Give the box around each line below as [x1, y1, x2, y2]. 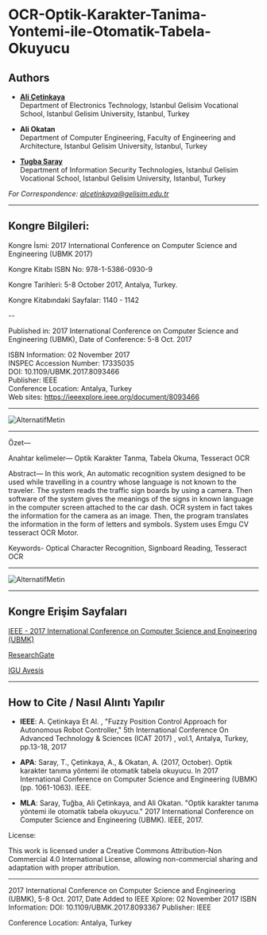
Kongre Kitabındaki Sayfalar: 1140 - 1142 [8, 295, 140, 305]
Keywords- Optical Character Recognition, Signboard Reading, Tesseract [8, 543, 247, 553]
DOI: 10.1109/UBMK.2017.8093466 [8, 367, 120, 376]
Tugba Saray [19, 157, 64, 166]
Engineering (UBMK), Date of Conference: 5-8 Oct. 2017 [8, 334, 192, 343]
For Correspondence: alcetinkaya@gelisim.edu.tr [8, 189, 169, 198]
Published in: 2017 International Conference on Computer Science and [8, 326, 238, 336]
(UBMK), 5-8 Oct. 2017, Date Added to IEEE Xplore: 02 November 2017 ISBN [8, 894, 257, 904]
